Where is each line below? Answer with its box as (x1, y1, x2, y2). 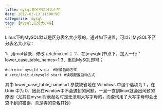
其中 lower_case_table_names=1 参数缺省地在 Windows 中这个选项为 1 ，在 (5, 82, 156, 88)
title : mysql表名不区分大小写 (5, 7, 61, 12)
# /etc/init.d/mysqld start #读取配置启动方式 (5, 73, 95, 78)
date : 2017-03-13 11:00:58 (5, 12, 60, 16)
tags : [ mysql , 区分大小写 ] (5, 20, 54, 26)
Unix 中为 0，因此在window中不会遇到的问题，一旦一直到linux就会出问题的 (5, 88, 155, 94)
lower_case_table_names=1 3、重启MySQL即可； (5, 57, 104, 63)
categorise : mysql (5, 16, 42, 21)
